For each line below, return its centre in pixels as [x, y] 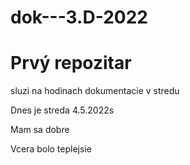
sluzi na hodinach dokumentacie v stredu [95, 91]
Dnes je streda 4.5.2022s [62, 110]
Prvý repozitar [71, 63]
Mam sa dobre [40, 130]
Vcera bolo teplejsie [51, 149]
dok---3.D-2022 [79, 17]
